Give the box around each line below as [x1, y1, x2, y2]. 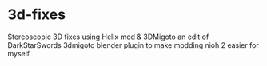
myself [7, 49, 30, 58]
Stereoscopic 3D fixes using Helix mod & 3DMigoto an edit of [7, 32, 209, 41]
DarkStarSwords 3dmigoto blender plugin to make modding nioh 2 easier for [7, 40, 259, 49]
